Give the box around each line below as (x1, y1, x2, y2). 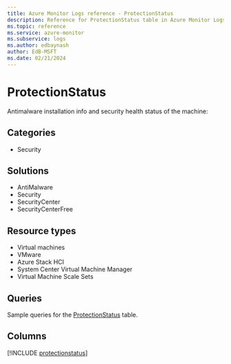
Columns (7, 330, 47, 342)
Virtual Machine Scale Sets (16, 273, 94, 281)
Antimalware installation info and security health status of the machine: (7, 107, 208, 115)
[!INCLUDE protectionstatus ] (7, 348, 88, 357)
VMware (16, 251, 41, 259)
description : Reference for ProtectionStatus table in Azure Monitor (7, 16, 211, 23)
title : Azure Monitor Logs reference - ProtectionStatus (7, 10, 174, 17)
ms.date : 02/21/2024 (7, 55, 67, 62)
